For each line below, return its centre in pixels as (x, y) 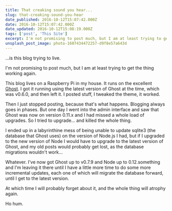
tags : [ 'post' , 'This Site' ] (36, 34)
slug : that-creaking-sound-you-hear (44, 15)
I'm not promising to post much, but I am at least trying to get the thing (80, 68)
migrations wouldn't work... (34, 152)
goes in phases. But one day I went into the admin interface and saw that (82, 109)
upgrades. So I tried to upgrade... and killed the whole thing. (69, 120)
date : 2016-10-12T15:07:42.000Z (40, 24)
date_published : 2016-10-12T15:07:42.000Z (51, 19)
